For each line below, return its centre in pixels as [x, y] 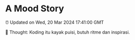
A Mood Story [35, 9]
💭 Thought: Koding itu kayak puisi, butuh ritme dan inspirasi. [67, 32]
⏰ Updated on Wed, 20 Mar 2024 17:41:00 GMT [55, 22]
